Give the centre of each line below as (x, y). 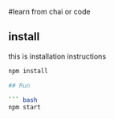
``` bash (23, 100)
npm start (25, 108)
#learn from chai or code (49, 12)
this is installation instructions (57, 56)
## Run (19, 85)
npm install (28, 71)
